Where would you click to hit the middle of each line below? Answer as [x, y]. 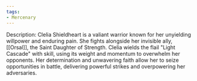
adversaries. [22, 73]
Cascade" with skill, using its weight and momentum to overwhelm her [93, 53]
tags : [13, 12]
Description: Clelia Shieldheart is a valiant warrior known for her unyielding [98, 34]
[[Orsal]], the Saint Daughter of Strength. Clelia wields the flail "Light [91, 47]
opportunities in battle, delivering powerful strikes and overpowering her [96, 66]
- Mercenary [21, 17]
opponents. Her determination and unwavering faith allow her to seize [92, 60]
